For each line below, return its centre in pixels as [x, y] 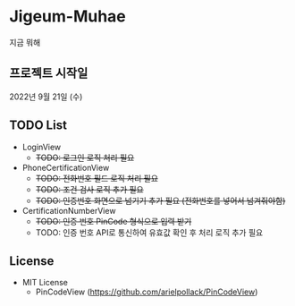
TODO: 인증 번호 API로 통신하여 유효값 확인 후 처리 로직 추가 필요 [149, 232]
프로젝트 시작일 [49, 73]
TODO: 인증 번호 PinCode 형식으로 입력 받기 [114, 221]
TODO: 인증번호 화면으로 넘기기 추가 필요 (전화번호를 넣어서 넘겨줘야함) [160, 200]
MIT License [45, 283]
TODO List [38, 126]
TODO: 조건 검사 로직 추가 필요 [90, 189]
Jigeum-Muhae [68, 17]
